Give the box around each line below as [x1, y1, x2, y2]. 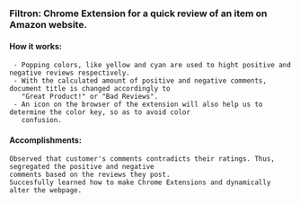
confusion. [21, 116, 63, 125]
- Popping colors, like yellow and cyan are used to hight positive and [13, 61, 292, 70]
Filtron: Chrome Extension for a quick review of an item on [9, 7, 268, 20]
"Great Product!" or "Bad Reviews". [21, 93, 159, 102]
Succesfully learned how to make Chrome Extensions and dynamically [9, 178, 271, 187]
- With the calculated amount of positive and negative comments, [13, 76, 268, 85]
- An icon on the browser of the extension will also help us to [13, 100, 263, 110]
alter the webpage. [9, 186, 83, 195]
